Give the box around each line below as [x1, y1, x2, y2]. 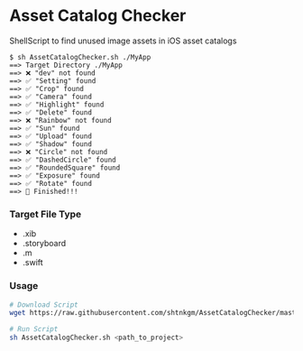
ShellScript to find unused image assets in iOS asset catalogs [9, 35, 237, 46]
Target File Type [9, 208, 82, 220]
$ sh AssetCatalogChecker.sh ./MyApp [9, 52, 151, 61]
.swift [22, 257, 43, 268]
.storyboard [22, 238, 67, 249]
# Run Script [9, 325, 59, 334]
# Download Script [9, 300, 78, 309]
